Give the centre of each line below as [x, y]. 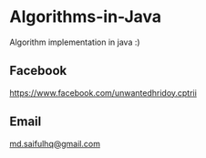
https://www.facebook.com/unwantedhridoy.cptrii [103, 92]
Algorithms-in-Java [86, 17]
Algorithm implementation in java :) [75, 42]
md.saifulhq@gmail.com [55, 143]
